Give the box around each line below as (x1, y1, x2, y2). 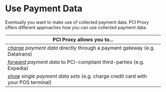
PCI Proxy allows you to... (52, 36, 114, 43)
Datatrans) (7, 50, 33, 57)
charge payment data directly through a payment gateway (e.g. (7, 44, 155, 51)
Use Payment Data (5, 3, 83, 14)
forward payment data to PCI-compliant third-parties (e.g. (7, 59, 144, 65)
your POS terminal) (7, 79, 52, 86)
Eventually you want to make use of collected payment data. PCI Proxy (5, 19, 149, 25)
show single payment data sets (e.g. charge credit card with (7, 72, 147, 79)
